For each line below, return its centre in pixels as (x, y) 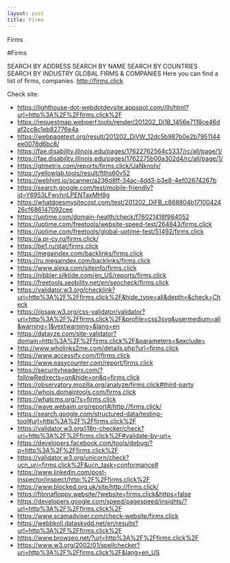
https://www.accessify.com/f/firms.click (74, 355)
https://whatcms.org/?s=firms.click (66, 399)
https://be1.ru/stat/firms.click (58, 246)
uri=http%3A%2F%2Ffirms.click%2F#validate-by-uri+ (94, 435)
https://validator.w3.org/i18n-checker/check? (80, 428)
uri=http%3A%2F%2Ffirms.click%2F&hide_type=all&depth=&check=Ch (119, 297)
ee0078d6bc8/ (38, 143)
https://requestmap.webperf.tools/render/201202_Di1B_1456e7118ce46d (118, 122)
